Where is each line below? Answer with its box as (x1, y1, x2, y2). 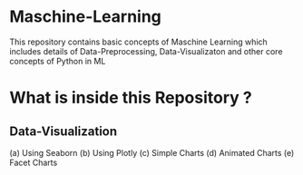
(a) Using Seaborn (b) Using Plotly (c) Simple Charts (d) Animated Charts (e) (9, 147, 295, 158)
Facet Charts (9, 157, 58, 168)
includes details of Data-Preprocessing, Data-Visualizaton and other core (9, 45, 283, 56)
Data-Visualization (9, 123, 118, 139)
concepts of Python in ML (9, 55, 106, 66)
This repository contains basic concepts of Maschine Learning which (9, 36, 268, 47)
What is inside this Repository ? (9, 88, 252, 108)
